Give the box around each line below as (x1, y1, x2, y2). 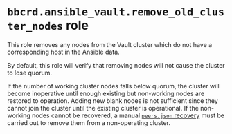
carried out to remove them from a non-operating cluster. (7, 118, 171, 126)
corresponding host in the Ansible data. (7, 48, 120, 56)
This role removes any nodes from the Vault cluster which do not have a (7, 40, 213, 48)
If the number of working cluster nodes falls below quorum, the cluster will (7, 82, 220, 90)
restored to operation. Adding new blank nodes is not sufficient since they (7, 96, 218, 105)
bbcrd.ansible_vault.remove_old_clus (7, 6, 225, 19)
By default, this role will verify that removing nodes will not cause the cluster (7, 61, 225, 69)
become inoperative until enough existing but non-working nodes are (7, 89, 205, 97)
